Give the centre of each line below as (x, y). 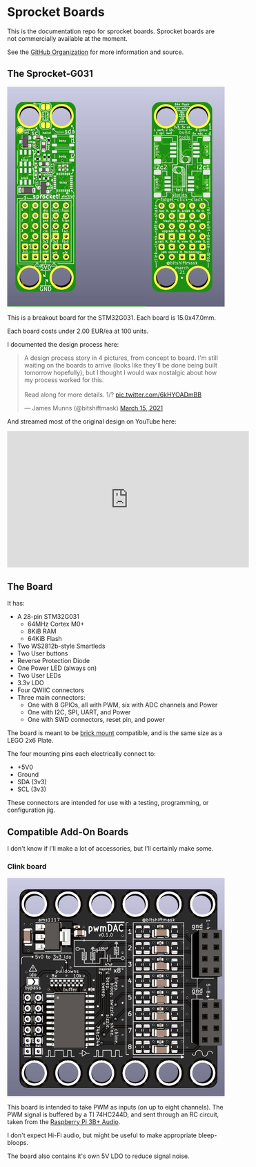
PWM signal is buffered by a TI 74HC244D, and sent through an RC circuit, (113, 1114)
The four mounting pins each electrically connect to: (82, 754)
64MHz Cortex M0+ (56, 624)
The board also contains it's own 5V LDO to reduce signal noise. (98, 1156)
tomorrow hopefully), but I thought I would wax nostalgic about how (120, 372)
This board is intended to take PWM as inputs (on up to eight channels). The (115, 1107)
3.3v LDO (30, 683)
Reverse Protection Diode (53, 661)
